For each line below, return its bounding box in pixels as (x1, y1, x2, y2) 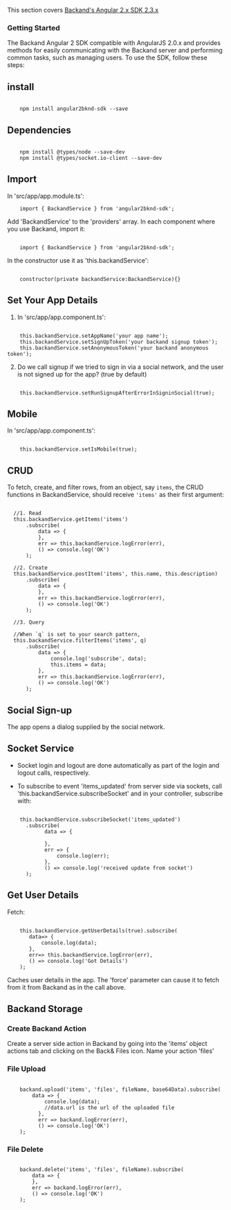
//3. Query (13, 619, 45, 626)
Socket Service (7, 743, 75, 755)
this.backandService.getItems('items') (13, 516, 129, 523)
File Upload (7, 1064, 46, 1074)
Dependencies (7, 124, 71, 136)
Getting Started (7, 23, 60, 33)
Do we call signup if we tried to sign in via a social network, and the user (17, 363, 224, 371)
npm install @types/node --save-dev (19, 148, 126, 155)
